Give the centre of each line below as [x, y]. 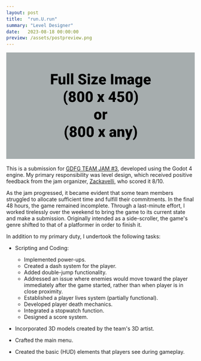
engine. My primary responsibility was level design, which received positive [99, 175]
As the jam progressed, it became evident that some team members [90, 192]
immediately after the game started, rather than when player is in [103, 285]
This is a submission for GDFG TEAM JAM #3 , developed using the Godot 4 [99, 169]
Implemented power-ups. [55, 259]
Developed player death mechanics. [68, 304]
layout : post [22, 13]
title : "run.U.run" [32, 19]
